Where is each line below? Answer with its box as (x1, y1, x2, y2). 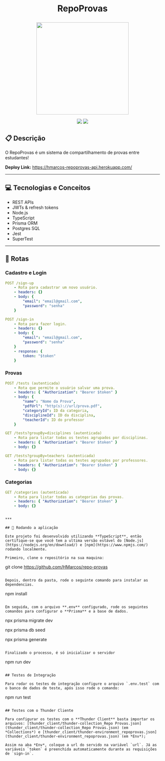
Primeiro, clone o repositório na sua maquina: (5, 556, 105, 560)
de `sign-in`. (5, 751, 34, 756)
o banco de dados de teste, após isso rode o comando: (5, 686, 120, 691)
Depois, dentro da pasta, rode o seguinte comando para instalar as (5, 578, 148, 583)
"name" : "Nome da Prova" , (23, 399, 76, 404)
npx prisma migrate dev (5, 617, 53, 623)
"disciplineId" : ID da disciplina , (23, 412, 96, 418)
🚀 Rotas (5, 255, 29, 263)
